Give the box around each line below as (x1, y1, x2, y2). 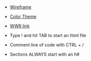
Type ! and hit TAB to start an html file (9, 33, 87, 38)
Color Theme (9, 14, 37, 19)
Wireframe (9, 4, 31, 10)
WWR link (9, 23, 30, 29)
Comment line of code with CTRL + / (9, 42, 84, 48)
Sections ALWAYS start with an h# (9, 51, 80, 57)
